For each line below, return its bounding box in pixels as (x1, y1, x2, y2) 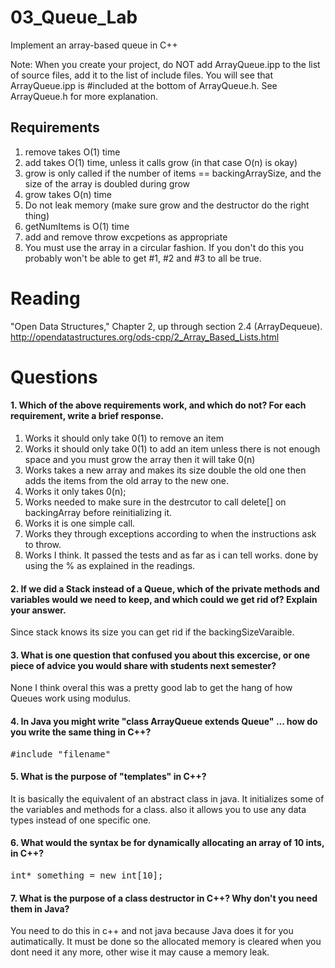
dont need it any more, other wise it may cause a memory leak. (10, 946, 270, 958)
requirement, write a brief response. (10, 410, 164, 422)
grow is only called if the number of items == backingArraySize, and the (24, 167, 322, 179)
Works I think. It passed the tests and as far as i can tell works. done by (24, 549, 319, 561)
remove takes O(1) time (24, 146, 121, 158)
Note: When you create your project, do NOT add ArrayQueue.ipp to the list (10, 58, 321, 70)
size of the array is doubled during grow (24, 177, 191, 190)
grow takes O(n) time (24, 188, 112, 200)
